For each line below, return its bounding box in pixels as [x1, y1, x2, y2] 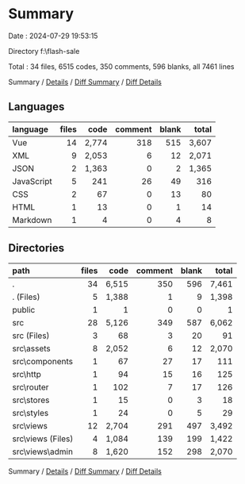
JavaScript [12, 175, 53, 186]
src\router [12, 382, 49, 393]
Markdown [12, 214, 52, 225]
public [12, 304, 36, 315]
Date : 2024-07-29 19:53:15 [8, 31, 98, 40]
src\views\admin [12, 446, 74, 457]
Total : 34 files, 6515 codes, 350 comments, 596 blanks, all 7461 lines [8, 61, 235, 71]
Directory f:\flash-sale [8, 46, 80, 56]
